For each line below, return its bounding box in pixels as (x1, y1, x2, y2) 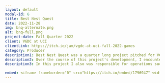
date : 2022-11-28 (5, 21, 41, 26)
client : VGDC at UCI (5, 39, 48, 44)
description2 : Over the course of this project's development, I (5, 57, 141, 62)
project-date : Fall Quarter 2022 (5, 35, 74, 40)
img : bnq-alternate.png (5, 25, 54, 30)
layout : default (5, 7, 38, 12)
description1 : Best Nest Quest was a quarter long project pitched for (5, 52, 155, 58)
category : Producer (5, 48, 45, 53)
